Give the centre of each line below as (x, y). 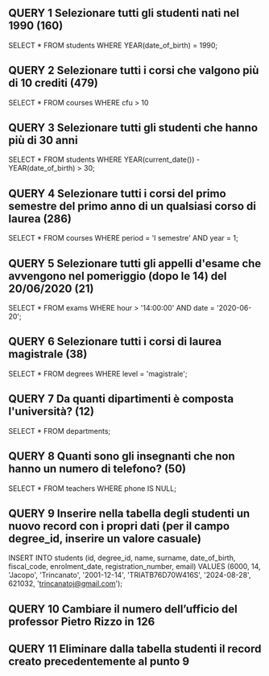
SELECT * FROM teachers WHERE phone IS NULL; (93, 488)
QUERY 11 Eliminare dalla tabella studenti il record (135, 649)
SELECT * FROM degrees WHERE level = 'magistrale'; (98, 373)
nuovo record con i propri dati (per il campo (119, 526)
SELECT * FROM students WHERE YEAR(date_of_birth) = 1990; (113, 45)
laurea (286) (40, 218)
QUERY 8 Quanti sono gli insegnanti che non (122, 457)
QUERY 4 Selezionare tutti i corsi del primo (118, 194)
